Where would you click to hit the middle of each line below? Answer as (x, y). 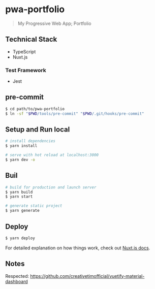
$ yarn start (19, 197)
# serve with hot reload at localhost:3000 (52, 155)
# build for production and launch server (51, 187)
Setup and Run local (38, 130)
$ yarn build (19, 192)
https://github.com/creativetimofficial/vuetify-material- (87, 276)
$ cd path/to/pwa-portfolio (35, 109)
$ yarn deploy (20, 238)
